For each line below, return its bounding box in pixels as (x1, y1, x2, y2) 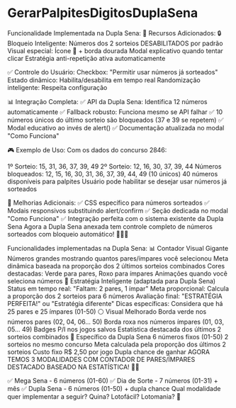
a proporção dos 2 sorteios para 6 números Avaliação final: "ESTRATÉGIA (7, 292, 223, 300)
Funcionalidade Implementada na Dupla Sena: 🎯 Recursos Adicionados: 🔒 (7, 28, 222, 37)
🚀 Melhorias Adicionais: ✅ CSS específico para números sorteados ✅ (7, 198, 210, 207)
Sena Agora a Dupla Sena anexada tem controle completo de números (7, 222, 213, 231)
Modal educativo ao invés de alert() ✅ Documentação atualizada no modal (7, 123, 225, 132)
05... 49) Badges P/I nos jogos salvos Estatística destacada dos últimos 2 (7, 324, 222, 334)
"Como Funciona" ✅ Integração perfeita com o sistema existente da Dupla (7, 214, 224, 222)
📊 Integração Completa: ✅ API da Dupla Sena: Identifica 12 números (7, 97, 208, 106)
